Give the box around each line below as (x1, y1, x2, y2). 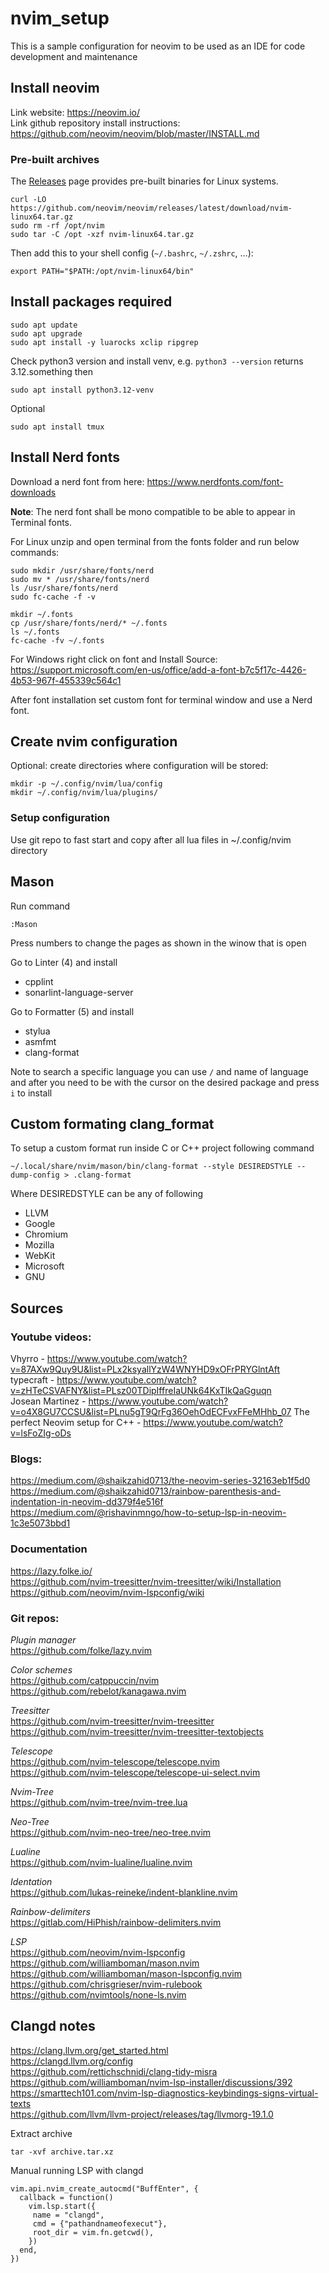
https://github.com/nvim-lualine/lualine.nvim (10, 1856, 193, 1868)
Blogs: (10, 1452, 43, 1466)
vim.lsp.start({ (28, 2201, 97, 2211)
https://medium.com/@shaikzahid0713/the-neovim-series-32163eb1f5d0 (10, 1475, 311, 1487)
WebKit (24, 1250, 56, 1262)
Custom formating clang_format (10, 1115, 215, 1132)
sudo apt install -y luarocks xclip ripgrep (10, 337, 199, 347)
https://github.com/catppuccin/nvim (10, 1674, 160, 1686)
